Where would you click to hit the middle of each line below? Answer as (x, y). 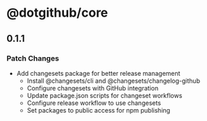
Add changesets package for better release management (98, 73)
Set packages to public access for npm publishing (99, 110)
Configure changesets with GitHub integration (93, 88)
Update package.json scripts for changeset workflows (105, 95)
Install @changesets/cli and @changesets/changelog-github (114, 81)
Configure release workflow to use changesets (94, 103)
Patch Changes (33, 58)
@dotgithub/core (57, 13)
